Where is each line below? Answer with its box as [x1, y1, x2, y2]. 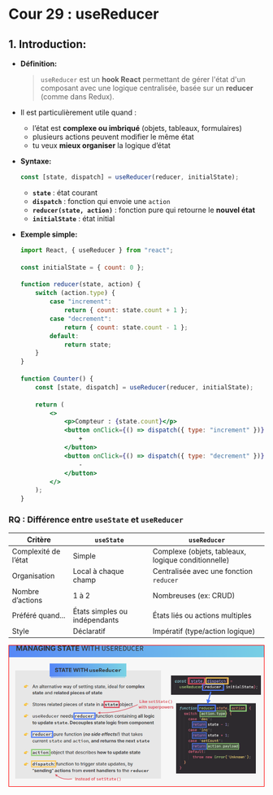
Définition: [19, 59, 58, 68]
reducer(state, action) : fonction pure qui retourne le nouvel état [32, 205, 256, 215]
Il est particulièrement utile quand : [19, 107, 136, 117]
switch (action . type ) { [35, 289, 115, 298]
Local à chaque [72, 567, 124, 576]
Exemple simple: [19, 229, 78, 239]
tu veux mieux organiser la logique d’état [32, 141, 171, 150]
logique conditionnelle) [153, 555, 230, 565]
